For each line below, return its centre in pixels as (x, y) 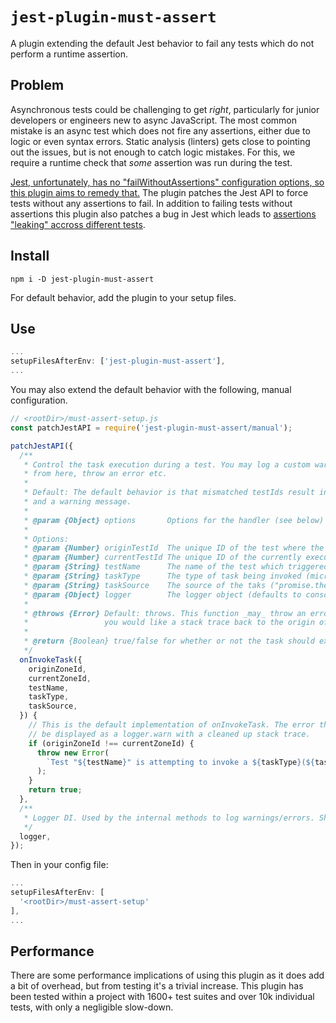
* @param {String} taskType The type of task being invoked (162, 576)
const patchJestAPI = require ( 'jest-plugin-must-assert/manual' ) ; (151, 428)
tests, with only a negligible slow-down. (92, 1007)
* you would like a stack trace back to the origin (169, 623)
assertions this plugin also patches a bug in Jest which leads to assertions (163, 214)
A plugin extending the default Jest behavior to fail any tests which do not (162, 43)
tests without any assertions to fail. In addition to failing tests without (151, 203)
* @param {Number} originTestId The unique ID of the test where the (174, 548)
